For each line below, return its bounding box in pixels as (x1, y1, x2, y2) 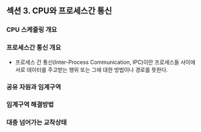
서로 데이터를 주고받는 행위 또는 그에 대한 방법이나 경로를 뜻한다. (15, 66, 168, 73)
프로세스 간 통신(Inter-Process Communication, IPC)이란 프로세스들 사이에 (15, 58, 196, 66)
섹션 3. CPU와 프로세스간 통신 (6, 5, 113, 16)
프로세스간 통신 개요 (6, 43, 62, 52)
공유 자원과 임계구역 (6, 83, 62, 91)
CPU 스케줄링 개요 (6, 26, 57, 34)
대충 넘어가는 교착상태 (6, 118, 67, 127)
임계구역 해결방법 (6, 100, 54, 109)
